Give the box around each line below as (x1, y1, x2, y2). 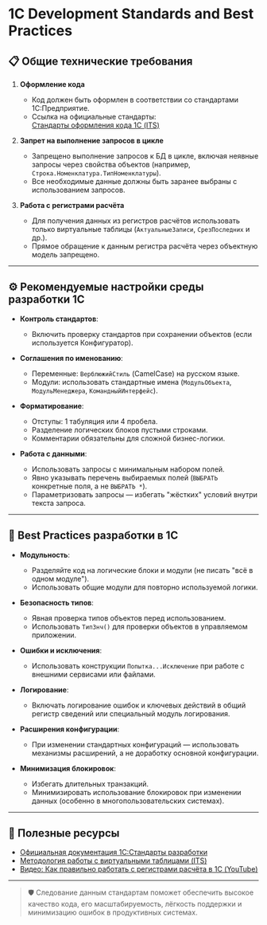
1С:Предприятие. (31, 104, 90, 112)
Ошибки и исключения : (19, 645, 102, 655)
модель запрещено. (31, 250, 100, 259)
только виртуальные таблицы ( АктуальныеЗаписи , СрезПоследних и (31, 225, 250, 233)
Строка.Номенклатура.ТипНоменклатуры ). (31, 168, 161, 178)
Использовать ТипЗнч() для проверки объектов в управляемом (31, 621, 248, 631)
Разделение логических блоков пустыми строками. (31, 425, 208, 434)
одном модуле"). (31, 574, 90, 583)
